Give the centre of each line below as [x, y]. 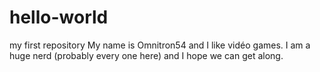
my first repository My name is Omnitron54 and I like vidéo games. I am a [160, 45]
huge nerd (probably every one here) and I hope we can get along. [146, 55]
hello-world [59, 17]
